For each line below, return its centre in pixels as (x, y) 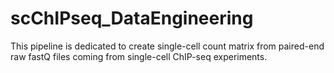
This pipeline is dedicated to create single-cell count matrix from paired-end (167, 46)
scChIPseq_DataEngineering (132, 18)
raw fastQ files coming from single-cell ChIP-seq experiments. (139, 56)
